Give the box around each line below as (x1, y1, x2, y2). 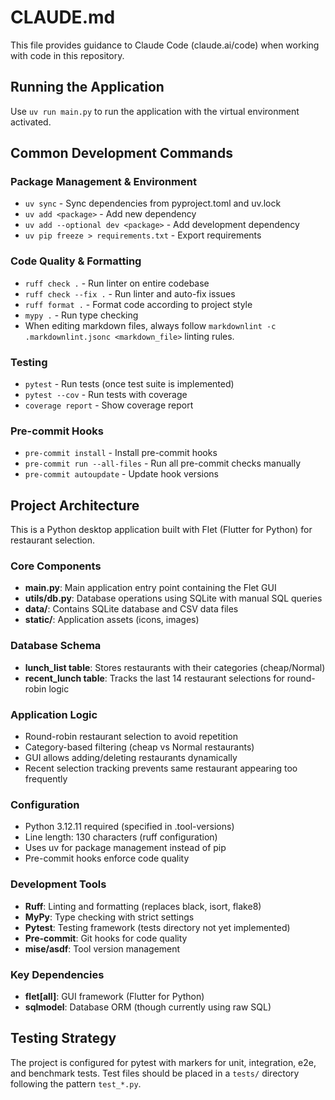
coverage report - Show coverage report (24, 399, 194, 411)
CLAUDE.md (10, 6, 116, 29)
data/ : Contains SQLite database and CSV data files (24, 603, 239, 615)
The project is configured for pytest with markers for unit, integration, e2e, (10, 1056, 317, 1068)
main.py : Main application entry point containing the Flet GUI (24, 582, 277, 594)
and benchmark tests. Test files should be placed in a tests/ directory (10, 1067, 300, 1079)
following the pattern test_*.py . (10, 1077, 142, 1090)
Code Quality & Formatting (10, 254, 142, 268)
